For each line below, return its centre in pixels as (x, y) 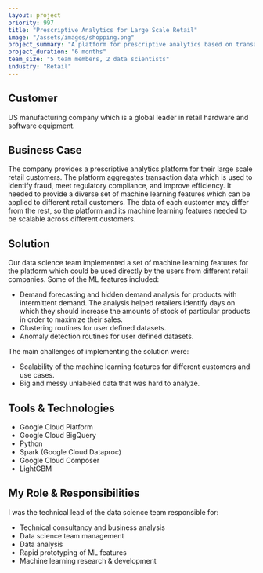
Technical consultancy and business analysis (92, 527)
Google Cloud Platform (56, 427)
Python (31, 443)
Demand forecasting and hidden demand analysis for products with (128, 294)
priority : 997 (31, 23)
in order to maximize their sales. (71, 319)
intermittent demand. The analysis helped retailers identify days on (127, 303)
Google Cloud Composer (59, 460)
